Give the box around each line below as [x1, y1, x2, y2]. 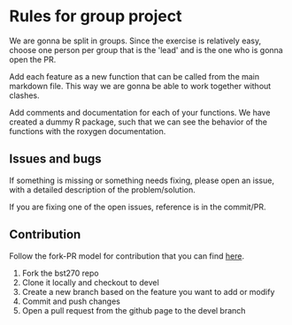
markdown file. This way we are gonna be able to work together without [9, 80, 272, 91]
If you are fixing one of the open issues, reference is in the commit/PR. [9, 201, 266, 212]
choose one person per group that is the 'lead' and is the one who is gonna [9, 44, 283, 55]
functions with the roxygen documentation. [9, 125, 166, 136]
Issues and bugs [9, 152, 102, 167]
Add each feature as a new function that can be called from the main [9, 71, 260, 81]
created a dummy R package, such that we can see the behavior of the [9, 117, 268, 127]
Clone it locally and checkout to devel [21, 276, 159, 288]
